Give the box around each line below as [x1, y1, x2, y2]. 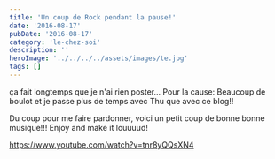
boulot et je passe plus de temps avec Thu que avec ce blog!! [9, 95, 234, 106]
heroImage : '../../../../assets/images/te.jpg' [9, 54, 189, 63]
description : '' [9, 46, 69, 55]
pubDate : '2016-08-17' [9, 29, 93, 38]
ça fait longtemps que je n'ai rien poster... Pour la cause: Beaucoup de [9, 86, 266, 97]
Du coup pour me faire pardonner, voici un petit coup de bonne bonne [9, 112, 265, 124]
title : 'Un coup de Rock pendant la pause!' [9, 12, 177, 22]
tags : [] [9, 63, 42, 72]
